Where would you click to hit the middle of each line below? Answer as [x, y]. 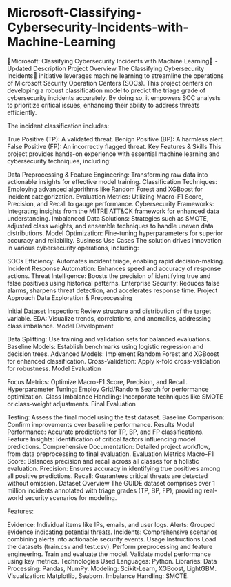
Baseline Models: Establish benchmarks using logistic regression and [105, 346]
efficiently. [22, 112]
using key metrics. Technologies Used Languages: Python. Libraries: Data [112, 561]
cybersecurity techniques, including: [59, 161]
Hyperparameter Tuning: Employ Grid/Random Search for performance [108, 389]
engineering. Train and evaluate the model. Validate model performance [109, 554]
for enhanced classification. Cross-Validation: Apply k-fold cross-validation [114, 361]
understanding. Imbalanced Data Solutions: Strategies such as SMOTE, [108, 218]
